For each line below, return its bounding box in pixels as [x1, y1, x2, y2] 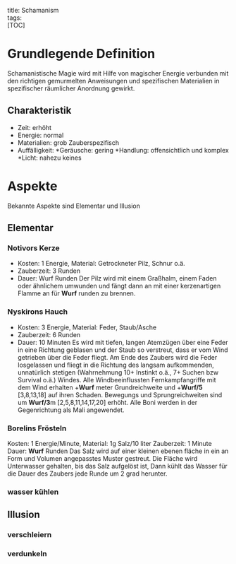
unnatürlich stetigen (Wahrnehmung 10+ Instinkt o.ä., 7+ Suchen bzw [17, 368, 219, 377]
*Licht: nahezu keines [17, 153, 82, 162]
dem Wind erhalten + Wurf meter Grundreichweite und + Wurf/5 [17, 383, 203, 392]
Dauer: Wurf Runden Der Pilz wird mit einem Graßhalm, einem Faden [17, 274, 217, 283]
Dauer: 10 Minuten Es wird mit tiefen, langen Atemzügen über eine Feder [17, 338, 228, 346]
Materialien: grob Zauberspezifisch [17, 138, 120, 147]
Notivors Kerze [7, 243, 60, 253]
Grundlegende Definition [7, 46, 156, 62]
